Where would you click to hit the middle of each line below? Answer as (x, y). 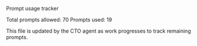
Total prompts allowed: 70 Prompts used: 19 (59, 20)
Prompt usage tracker (32, 8)
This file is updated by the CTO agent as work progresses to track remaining (98, 31)
